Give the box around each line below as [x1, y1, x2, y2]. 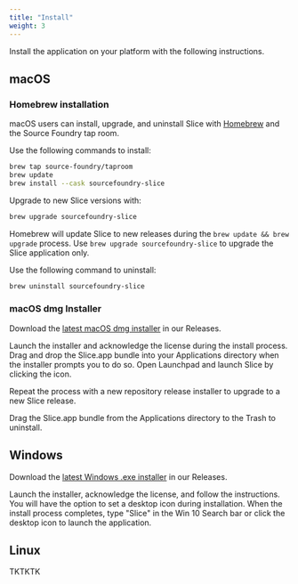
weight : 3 [9, 21, 46, 30]
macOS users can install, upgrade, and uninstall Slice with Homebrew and [9, 118, 280, 129]
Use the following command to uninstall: [9, 264, 157, 275]
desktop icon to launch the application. [9, 517, 152, 528]
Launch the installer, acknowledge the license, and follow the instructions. [9, 489, 280, 499]
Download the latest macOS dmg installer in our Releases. [9, 322, 221, 334]
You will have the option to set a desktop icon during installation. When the [9, 498, 283, 508]
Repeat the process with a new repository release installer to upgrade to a [9, 385, 280, 396]
